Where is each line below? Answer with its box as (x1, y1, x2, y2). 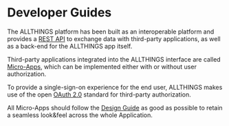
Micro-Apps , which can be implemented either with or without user (7, 62, 197, 71)
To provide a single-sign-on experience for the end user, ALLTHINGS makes (7, 83, 223, 91)
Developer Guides (7, 5, 112, 21)
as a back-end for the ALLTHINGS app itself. (7, 42, 133, 50)
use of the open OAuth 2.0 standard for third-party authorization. (7, 90, 191, 99)
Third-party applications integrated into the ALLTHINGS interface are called (7, 55, 221, 63)
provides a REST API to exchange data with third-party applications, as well (7, 34, 221, 42)
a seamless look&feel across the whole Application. (7, 111, 153, 119)
